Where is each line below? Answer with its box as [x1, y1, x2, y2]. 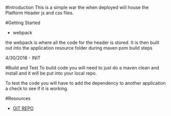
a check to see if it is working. [5, 85, 69, 91]
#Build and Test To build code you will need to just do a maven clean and [5, 65, 160, 71]
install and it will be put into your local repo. [5, 70, 97, 76]
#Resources [5, 96, 31, 101]
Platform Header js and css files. [5, 10, 74, 16]
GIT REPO [12, 105, 34, 111]
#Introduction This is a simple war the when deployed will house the [5, 5, 149, 10]
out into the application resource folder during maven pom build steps [5, 45, 153, 51]
